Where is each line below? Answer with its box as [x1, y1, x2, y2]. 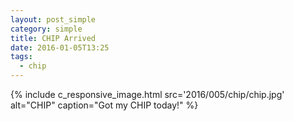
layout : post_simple [10, 14, 97, 25]
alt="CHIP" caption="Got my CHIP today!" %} [10, 99, 199, 111]
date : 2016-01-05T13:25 [10, 42, 110, 53]
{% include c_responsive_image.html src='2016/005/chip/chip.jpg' [10, 89, 285, 100]
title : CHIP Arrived [10, 33, 97, 43]
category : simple [10, 24, 83, 34]
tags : [10, 52, 33, 62]
